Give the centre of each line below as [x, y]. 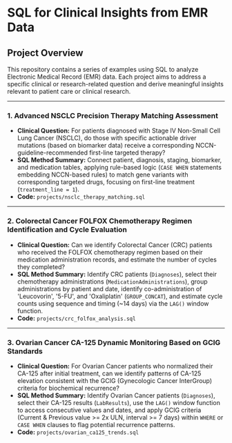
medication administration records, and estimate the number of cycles [117, 259]
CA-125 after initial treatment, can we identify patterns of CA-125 [109, 373]
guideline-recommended [52, 152]
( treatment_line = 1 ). [48, 189]
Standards [25, 351]
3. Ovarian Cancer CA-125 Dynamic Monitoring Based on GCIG [114, 342]
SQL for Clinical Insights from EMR [108, 13]
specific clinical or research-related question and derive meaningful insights [116, 84]
